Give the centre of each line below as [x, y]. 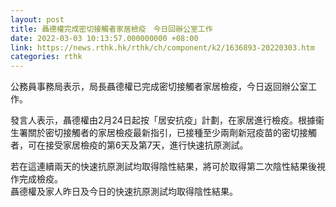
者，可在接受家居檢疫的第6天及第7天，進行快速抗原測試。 [129, 145]
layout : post [37, 19]
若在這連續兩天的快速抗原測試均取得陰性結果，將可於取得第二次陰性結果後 [163, 167]
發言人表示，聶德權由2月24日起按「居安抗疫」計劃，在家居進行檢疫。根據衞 [167, 120]
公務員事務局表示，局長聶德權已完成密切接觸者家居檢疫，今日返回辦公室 [159, 87]
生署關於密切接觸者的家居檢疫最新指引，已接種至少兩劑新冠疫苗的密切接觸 [163, 133]
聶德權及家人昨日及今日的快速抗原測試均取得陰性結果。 [124, 192]
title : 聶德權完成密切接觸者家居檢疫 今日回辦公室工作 [111, 29]
